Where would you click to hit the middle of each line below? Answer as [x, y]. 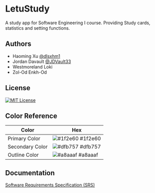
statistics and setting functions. [38, 28]
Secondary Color [28, 147]
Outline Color [23, 155]
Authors [18, 44]
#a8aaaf [88, 155]
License [18, 88]
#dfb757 [90, 147]
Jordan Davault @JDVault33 [42, 61]
